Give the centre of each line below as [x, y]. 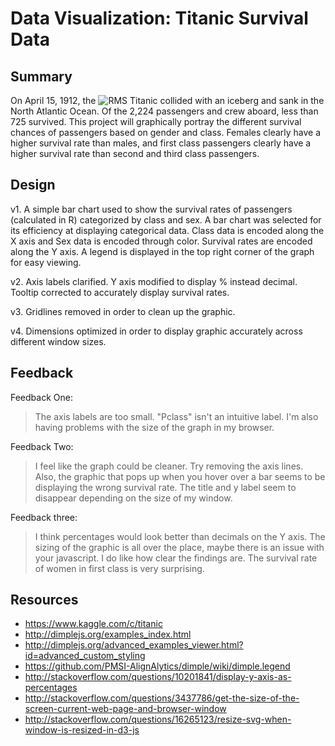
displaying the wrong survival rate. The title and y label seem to [165, 487]
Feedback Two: [42, 446]
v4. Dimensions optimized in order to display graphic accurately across [156, 331]
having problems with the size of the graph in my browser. [154, 427]
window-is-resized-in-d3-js [82, 730]
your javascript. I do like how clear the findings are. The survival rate [176, 558]
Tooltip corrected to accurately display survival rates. [120, 292]
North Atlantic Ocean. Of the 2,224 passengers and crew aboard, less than [164, 111]
